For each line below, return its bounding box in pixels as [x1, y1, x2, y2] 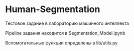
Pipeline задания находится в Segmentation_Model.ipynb [5, 30, 125, 36]
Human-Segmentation [5, 4, 100, 15]
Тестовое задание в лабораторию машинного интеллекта [5, 20, 129, 26]
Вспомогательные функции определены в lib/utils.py [5, 39, 118, 46]
